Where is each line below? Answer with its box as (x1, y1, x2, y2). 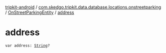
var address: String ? (5, 43, 50, 48)
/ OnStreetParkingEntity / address (5, 9, 74, 15)
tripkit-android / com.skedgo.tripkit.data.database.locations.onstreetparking (5, 4, 162, 10)
